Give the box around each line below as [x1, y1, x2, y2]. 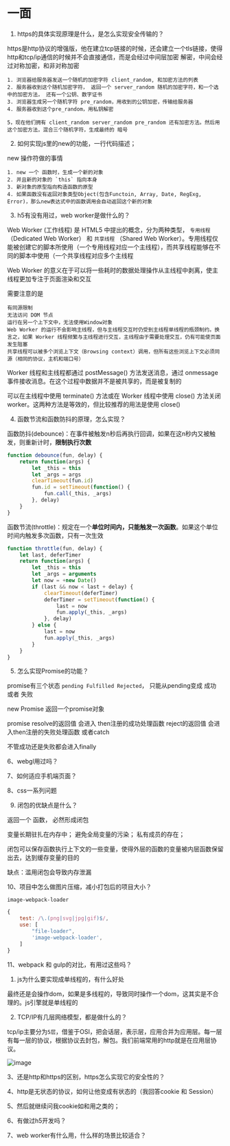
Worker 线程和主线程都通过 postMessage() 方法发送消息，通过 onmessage [7, 368, 218, 376]
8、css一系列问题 [7, 786, 57, 794]
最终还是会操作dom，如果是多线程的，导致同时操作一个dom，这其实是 [7, 989, 207, 997]
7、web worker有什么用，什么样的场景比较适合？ [7, 1131, 146, 1139]
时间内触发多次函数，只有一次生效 [7, 531, 104, 539]
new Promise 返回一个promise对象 [7, 705, 105, 713]
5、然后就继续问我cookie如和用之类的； [7, 1101, 120, 1110]
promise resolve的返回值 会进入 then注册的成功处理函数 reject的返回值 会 [7, 720, 214, 728]
